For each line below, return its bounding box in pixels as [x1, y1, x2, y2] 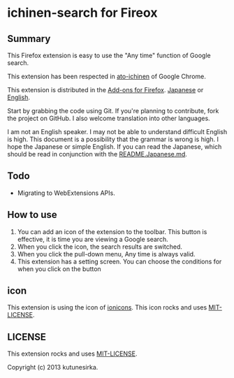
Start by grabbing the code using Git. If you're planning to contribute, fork [7, 107, 219, 115]
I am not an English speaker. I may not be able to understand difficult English [7, 128, 228, 136]
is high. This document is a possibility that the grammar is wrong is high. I [7, 135, 219, 143]
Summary [7, 33, 51, 45]
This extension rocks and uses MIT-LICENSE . [7, 349, 138, 358]
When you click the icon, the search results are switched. [17, 242, 183, 251]
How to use [7, 209, 57, 221]
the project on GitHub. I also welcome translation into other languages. [7, 114, 211, 122]
